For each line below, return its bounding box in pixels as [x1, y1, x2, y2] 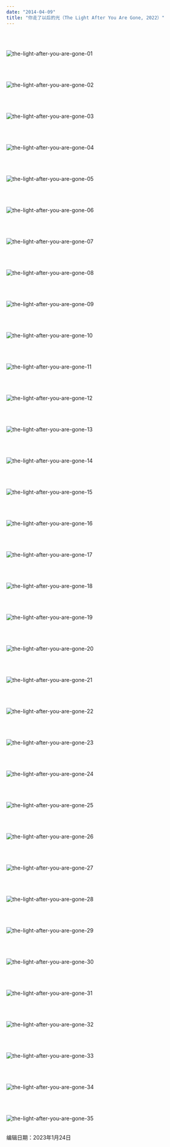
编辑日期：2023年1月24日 [6, 1134, 71, 1141]
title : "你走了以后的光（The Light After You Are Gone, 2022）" [6, 15, 165, 21]
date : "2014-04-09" [6, 9, 56, 15]
